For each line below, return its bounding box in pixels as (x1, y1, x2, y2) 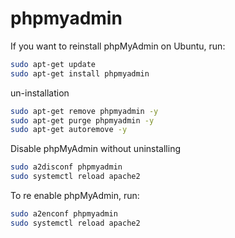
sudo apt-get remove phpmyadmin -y (10, 106, 159, 116)
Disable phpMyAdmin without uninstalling (10, 143, 181, 155)
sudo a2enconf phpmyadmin (10, 209, 118, 219)
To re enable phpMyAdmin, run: (10, 190, 140, 202)
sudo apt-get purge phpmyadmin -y (10, 115, 155, 126)
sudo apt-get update (10, 59, 97, 69)
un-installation (10, 87, 70, 99)
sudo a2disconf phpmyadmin (10, 162, 123, 172)
